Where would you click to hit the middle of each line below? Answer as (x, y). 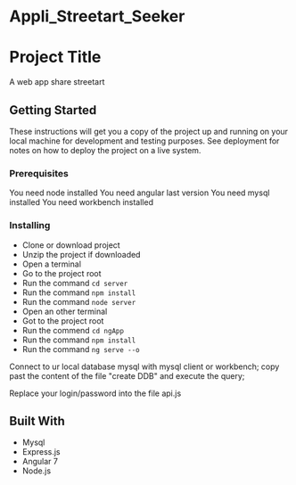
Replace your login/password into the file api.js (95, 393)
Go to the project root (62, 273)
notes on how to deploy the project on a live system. (105, 150)
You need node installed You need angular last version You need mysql (140, 193)
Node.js (37, 471)
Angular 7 (40, 462)
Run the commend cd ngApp (73, 330)
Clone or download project (71, 245)
